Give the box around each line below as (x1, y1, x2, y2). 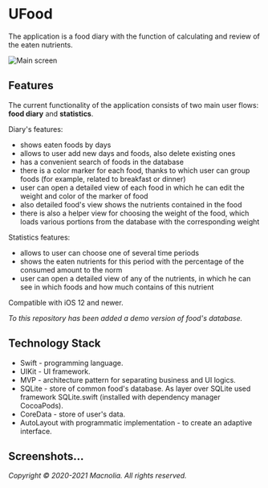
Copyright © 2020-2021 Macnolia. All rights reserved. (8, 471, 187, 481)
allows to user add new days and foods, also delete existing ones (19, 148, 236, 158)
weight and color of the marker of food (19, 191, 148, 201)
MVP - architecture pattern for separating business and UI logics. (19, 375, 237, 384)
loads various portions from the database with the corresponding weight (19, 216, 260, 226)
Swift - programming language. (19, 358, 124, 367)
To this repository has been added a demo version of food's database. (8, 313, 243, 322)
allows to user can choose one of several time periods (19, 248, 199, 257)
